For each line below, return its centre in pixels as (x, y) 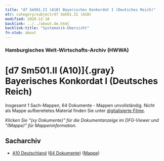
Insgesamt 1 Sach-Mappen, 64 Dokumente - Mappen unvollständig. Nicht (80, 105)
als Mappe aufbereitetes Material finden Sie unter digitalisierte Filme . (75, 110)
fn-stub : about (21, 33)
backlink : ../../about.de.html (37, 24)
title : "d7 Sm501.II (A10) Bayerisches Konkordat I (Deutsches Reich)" (80, 10)
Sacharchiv (23, 141)
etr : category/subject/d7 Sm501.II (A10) (48, 14)
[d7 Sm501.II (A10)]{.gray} (60, 71)
